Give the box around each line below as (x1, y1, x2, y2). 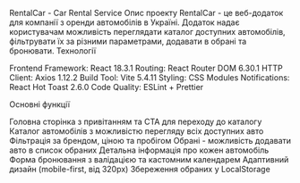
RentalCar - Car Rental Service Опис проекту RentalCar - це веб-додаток (9, 8, 284, 18)
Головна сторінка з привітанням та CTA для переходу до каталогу (9, 116, 262, 127)
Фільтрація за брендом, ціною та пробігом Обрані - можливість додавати (9, 136, 292, 146)
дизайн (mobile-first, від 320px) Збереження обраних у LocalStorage (9, 164, 270, 174)
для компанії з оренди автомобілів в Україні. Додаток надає (9, 17, 240, 28)
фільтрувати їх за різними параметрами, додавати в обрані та (9, 36, 247, 46)
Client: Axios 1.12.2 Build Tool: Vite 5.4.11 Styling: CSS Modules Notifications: (9, 72, 290, 83)
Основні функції (9, 99, 70, 110)
